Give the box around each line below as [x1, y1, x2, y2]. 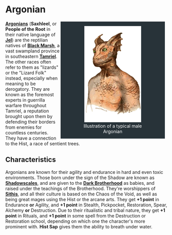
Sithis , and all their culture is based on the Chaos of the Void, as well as [5, 191, 158, 197]
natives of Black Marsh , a [5, 42, 60, 48]
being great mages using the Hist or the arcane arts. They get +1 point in [5, 196, 159, 202]
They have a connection [5, 135, 56, 141]
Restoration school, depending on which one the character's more [5, 218, 145, 224]
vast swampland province [5, 48, 60, 54]
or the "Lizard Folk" [5, 69, 47, 75]
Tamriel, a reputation [5, 108, 49, 114]
